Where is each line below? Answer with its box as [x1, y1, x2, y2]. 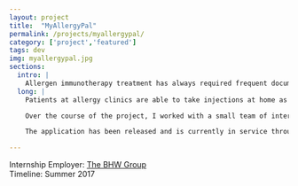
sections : [9, 63, 46, 72]
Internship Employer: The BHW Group [9, 159, 147, 170]
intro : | [17, 71, 50, 80]
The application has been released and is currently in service [25, 128, 268, 136]
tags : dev [9, 46, 46, 55]
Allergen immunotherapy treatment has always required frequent [25, 79, 268, 88]
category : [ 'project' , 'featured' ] [9, 37, 137, 47]
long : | [17, 87, 46, 96]
